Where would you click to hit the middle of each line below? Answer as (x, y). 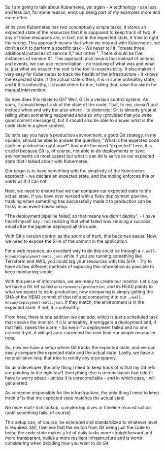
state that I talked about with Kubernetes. (47, 161)
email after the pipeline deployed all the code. (51, 226)
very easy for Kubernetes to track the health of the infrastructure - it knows (82, 74)
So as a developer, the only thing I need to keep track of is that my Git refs (80, 367)
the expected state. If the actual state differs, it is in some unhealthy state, (80, 79)
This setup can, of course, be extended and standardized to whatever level (81, 422)
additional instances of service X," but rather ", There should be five (74, 53)
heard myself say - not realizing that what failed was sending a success (78, 221)
